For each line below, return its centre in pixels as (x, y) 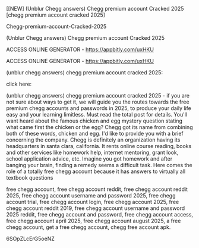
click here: (19, 84)
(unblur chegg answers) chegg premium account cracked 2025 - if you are (98, 95)
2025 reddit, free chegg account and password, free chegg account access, (100, 214)
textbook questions (30, 178)
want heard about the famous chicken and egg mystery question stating (94, 121)
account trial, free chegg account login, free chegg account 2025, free (93, 202)
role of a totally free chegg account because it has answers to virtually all (96, 171)
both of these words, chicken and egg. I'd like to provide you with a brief (95, 134)
